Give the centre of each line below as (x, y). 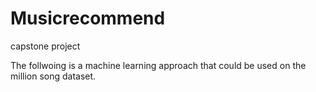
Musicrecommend (88, 18)
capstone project (45, 46)
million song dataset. (53, 76)
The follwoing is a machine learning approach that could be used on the (158, 65)
